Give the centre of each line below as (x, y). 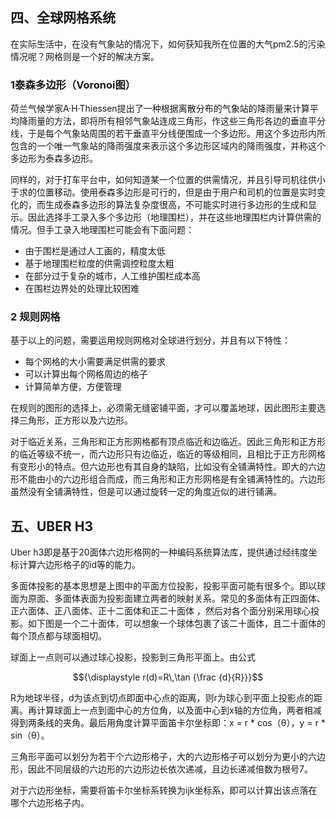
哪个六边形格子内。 (50, 803)
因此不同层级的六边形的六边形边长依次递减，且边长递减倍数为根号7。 (170, 769)
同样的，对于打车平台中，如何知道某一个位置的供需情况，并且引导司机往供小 (168, 180)
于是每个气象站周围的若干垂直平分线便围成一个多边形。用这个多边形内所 (176, 134)
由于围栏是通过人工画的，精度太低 (95, 251)
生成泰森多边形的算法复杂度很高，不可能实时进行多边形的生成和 (176, 205)
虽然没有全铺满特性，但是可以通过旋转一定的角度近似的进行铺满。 (146, 492)
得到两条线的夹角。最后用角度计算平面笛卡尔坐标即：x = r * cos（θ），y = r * (168, 723)
